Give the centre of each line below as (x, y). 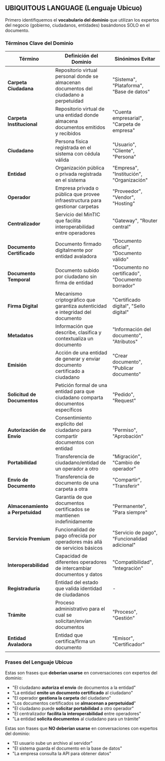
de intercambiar (73, 568)
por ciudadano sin (76, 277)
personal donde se (77, 77)
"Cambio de (126, 463)
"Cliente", (124, 151)
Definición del (81, 56)
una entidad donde (77, 115)
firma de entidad (74, 283)
